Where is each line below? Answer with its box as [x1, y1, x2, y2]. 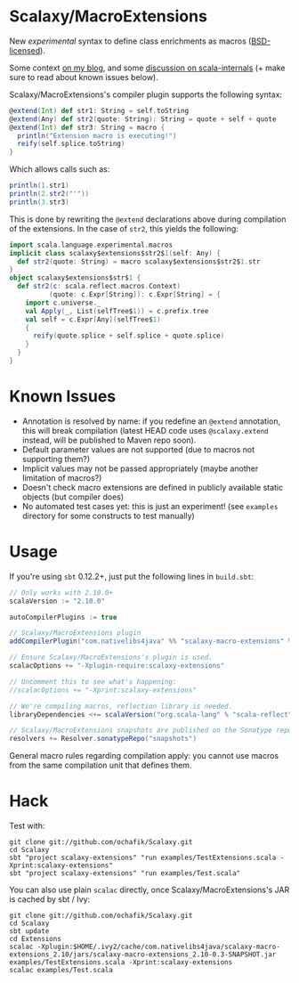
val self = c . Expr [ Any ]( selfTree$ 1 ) [25, 314, 162, 324]
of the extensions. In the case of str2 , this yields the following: [9, 223, 238, 233]
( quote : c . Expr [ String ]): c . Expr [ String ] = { [48, 290, 221, 299]
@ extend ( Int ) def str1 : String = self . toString [9, 106, 190, 115]
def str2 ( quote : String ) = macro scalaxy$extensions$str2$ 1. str [17, 256, 261, 266]
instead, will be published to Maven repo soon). [21, 435, 197, 445]
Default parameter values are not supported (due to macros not [21, 443, 255, 455]
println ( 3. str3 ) [9, 198, 69, 207]
